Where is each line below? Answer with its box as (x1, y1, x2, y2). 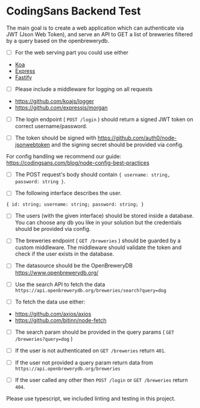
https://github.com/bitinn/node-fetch (14, 316, 107, 324)
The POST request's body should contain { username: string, (14, 171, 170, 178)
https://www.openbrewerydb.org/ (14, 269, 99, 276)
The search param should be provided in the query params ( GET (14, 328, 175, 335)
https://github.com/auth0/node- (97, 134, 177, 141)
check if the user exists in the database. (14, 250, 114, 257)
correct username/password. (14, 123, 87, 130)
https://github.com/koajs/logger (14, 98, 95, 105)
